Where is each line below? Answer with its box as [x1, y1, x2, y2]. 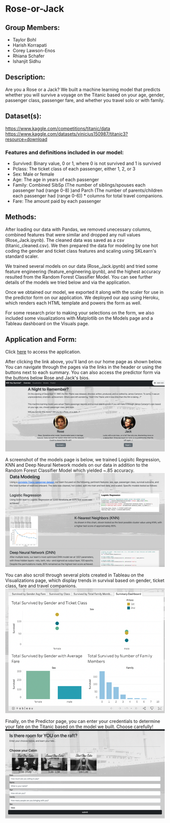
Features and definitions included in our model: [5, 149, 124, 156]
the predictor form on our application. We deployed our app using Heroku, [5, 294, 160, 300]
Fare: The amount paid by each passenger [12, 198, 101, 204]
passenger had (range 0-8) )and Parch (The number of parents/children [12, 187, 163, 193]
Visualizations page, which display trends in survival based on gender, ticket [5, 577, 164, 584]
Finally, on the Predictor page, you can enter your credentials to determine [5, 718, 160, 724]
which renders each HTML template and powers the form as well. [5, 300, 142, 306]
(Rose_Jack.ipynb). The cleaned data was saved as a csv [5, 237, 125, 243]
